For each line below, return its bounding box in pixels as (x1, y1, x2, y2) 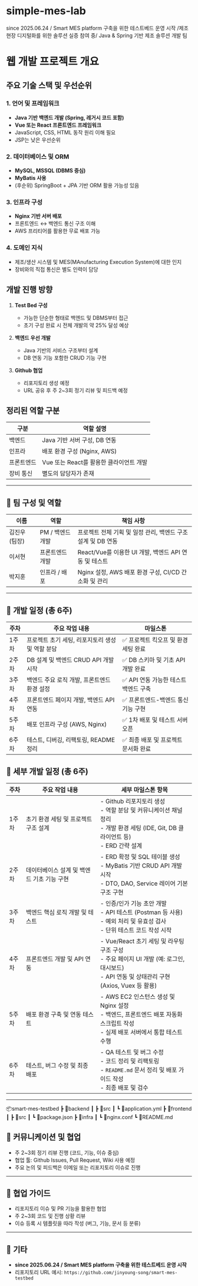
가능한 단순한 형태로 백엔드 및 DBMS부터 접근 (23, 314, 128, 321)
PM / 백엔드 (39, 528, 71, 536)
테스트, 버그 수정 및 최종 (25, 1061, 88, 1069)
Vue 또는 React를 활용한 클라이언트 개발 (42, 458, 148, 467)
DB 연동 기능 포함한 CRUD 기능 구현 (23, 354, 107, 361)
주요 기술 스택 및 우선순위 (6, 80, 93, 90)
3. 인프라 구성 (6, 198, 43, 207)
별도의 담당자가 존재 (42, 470, 94, 478)
